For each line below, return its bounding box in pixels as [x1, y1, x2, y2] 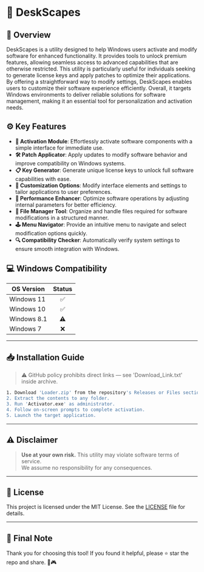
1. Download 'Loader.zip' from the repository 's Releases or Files [6, 390, 181, 396]
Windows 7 [9, 325, 42, 333]
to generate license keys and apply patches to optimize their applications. [6, 72, 191, 78]
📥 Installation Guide [6, 353, 85, 363]
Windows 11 [9, 295, 46, 303]
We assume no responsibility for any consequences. [21, 464, 153, 471]
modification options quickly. [15, 229, 88, 236]
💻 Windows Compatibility [6, 264, 107, 274]
